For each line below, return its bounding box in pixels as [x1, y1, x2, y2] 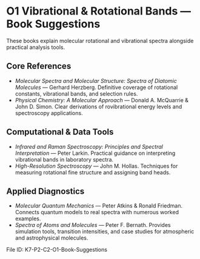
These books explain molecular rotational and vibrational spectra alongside [6, 37, 194, 44]
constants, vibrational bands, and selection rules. [15, 90, 138, 97]
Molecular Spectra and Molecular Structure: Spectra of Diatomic [15, 77, 177, 84]
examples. [15, 215, 41, 222]
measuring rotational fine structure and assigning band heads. [15, 168, 171, 176]
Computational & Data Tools [6, 127, 114, 137]
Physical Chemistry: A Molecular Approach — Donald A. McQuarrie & [15, 96, 189, 103]
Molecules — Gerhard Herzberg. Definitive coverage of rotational [15, 84, 178, 91]
